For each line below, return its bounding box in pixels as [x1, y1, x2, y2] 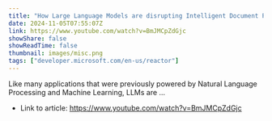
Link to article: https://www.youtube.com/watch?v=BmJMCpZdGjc [19, 102, 242, 113]
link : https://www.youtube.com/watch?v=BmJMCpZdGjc [8, 27, 186, 35]
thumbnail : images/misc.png [8, 49, 104, 57]
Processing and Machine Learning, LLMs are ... [8, 87, 166, 97]
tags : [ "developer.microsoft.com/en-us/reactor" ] [8, 57, 180, 65]
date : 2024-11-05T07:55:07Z [8, 19, 104, 27]
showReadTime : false [8, 42, 79, 50]
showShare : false [8, 34, 67, 43]
